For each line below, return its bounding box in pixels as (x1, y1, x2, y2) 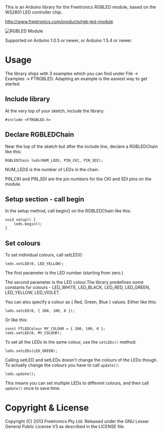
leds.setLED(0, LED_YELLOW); (5, 261, 64, 266)
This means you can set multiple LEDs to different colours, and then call (5, 380, 149, 386)
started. (5, 81, 21, 87)
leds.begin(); (14, 222, 42, 226)
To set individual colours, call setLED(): (5, 252, 83, 258)
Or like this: (5, 317, 28, 323)
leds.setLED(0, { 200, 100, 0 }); (5, 309, 75, 313)
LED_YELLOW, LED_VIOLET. (5, 290, 60, 295)
